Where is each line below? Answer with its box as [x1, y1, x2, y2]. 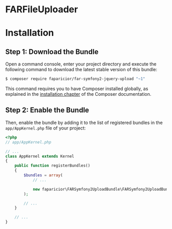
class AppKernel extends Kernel [5, 154, 74, 159]
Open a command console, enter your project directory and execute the [5, 61, 157, 67]
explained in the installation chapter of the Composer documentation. [5, 91, 152, 97]
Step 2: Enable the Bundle [5, 106, 90, 115]
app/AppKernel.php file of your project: [5, 124, 86, 131]
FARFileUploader [5, 4, 78, 15]
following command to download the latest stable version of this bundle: [5, 67, 158, 73]
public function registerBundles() [14, 163, 91, 169]
